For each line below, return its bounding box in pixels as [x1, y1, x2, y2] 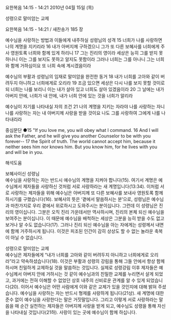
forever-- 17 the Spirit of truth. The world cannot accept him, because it [5, 139, 156, 144]
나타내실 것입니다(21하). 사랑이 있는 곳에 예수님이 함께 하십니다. [10, 309, 137, 315]
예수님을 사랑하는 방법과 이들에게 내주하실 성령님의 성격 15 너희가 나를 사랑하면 [5, 37, 162, 43]
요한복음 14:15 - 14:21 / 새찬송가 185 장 [5, 26, 83, 32]
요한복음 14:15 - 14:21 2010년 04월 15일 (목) [5, 5, 94, 10]
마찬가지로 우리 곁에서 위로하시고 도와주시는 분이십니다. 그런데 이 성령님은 [10, 202, 158, 209]
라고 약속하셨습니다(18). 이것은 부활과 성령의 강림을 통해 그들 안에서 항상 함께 [11, 258, 165, 264]
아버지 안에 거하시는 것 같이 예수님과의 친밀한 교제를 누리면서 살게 [22, 271, 154, 277]
